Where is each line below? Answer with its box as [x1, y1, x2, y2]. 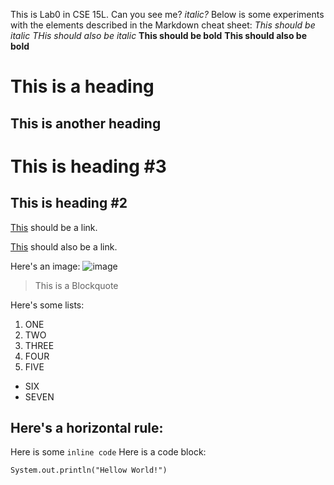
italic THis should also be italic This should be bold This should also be [10, 30, 307, 41]
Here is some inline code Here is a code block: [10, 446, 207, 458]
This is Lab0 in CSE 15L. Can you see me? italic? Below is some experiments [10, 9, 325, 20]
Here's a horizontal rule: [10, 419, 164, 436]
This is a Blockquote [34, 279, 119, 291]
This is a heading [10, 75, 155, 98]
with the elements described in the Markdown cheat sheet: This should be [10, 19, 316, 31]
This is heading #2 [10, 195, 128, 212]
